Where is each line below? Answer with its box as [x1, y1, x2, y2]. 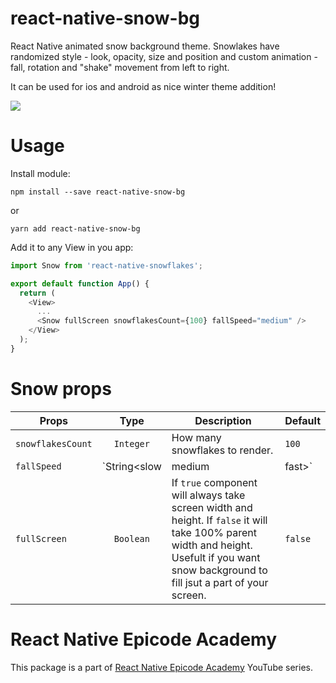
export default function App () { [10, 278, 150, 289]
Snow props [10, 377, 112, 400]
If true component [171, 475, 258, 489]
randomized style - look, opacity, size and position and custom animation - [10, 50, 318, 62]
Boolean [113, 533, 150, 544]
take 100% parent [171, 525, 258, 539]
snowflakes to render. [171, 443, 274, 457]
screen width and [171, 500, 253, 514]
